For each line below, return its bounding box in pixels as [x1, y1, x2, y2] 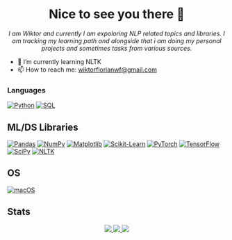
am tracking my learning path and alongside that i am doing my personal [12, 36, 222, 45]
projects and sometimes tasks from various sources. [41, 44, 192, 52]
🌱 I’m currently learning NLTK [17, 57, 102, 65]
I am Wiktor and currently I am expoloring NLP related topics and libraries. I [8, 29, 226, 38]
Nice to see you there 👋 [48, 6, 185, 22]
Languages [7, 85, 47, 95]
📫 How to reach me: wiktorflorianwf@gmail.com [17, 65, 158, 74]
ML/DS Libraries [7, 121, 78, 133]
